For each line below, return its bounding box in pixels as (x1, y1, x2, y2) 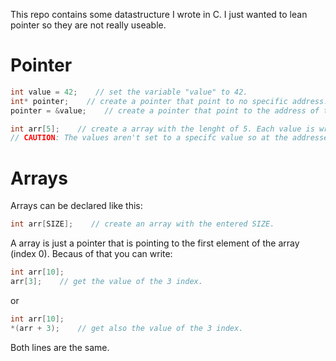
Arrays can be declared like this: (10, 200, 143, 212)
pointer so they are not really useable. (10, 19, 167, 31)
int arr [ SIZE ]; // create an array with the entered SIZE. (10, 219, 275, 229)
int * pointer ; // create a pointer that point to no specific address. (10, 96, 329, 106)
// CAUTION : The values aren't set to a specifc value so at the (10, 133, 288, 143)
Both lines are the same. (10, 341, 110, 353)
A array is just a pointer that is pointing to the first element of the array (10, 237, 300, 249)
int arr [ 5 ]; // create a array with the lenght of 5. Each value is (10, 124, 315, 134)
